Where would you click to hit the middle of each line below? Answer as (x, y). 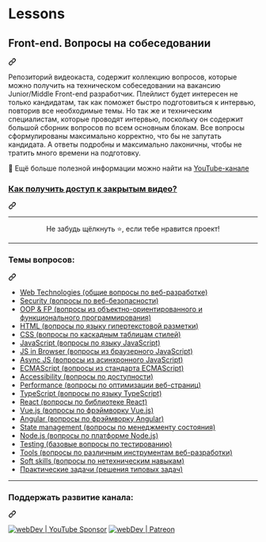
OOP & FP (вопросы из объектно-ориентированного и (111, 309)
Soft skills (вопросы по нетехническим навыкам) (102, 460)
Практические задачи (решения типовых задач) (101, 469)
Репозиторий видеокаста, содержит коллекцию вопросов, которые (123, 77)
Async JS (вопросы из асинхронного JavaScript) (101, 359)
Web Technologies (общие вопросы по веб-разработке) (114, 292)
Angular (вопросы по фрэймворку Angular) (92, 418)
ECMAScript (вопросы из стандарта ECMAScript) (102, 368)
